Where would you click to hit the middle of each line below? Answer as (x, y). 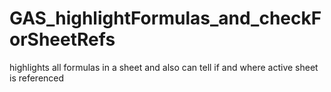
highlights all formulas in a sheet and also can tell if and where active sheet (164, 67)
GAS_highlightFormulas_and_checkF (165, 18)
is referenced (37, 78)
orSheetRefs (62, 39)
